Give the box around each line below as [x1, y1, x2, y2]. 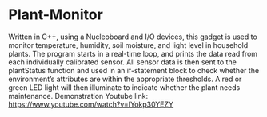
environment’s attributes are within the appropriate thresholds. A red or [8, 74, 242, 84]
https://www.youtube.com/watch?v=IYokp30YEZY [8, 99, 174, 109]
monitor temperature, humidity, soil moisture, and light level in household [8, 40, 249, 49]
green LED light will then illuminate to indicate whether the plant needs [8, 82, 241, 92]
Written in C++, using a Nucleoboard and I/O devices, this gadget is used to [8, 32, 257, 41]
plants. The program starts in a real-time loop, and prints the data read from [8, 49, 258, 58]
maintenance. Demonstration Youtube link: [8, 91, 149, 100]
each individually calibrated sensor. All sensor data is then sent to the [8, 57, 237, 67]
